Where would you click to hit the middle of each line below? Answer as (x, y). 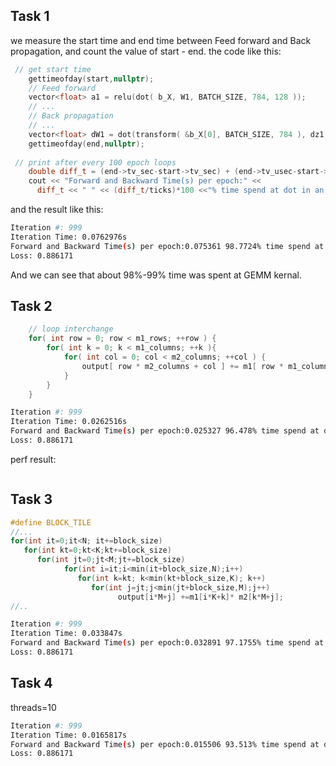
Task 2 (31, 305)
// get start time (53, 69)
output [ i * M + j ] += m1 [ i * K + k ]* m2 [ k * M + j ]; (200, 597)
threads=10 (33, 707)
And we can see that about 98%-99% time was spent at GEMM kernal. (156, 275)
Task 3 (31, 499)
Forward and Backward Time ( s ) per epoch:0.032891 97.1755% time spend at (167, 643)
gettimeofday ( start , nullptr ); (91, 79)
